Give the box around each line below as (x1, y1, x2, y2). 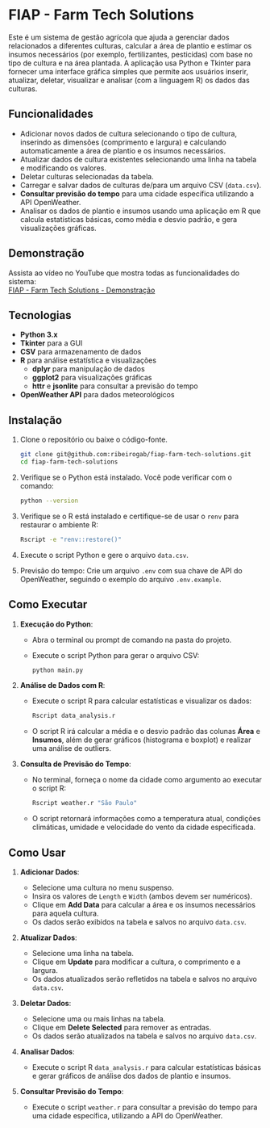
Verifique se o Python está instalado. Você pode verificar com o (19, 472, 232, 482)
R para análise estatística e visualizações (19, 355, 157, 365)
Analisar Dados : (19, 1046, 75, 1056)
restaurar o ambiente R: (19, 519, 98, 530)
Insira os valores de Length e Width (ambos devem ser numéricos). (31, 891, 252, 901)
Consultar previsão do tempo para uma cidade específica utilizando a (19, 188, 255, 199)
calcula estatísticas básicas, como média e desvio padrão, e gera (19, 214, 238, 224)
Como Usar (8, 845, 66, 859)
